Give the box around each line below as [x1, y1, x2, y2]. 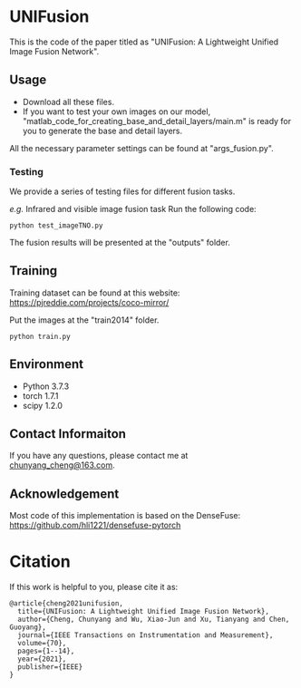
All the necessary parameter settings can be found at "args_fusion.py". [9, 142, 274, 153]
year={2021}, [17, 654, 67, 664]
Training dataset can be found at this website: [9, 287, 180, 298]
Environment [9, 356, 84, 373]
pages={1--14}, [17, 646, 75, 656]
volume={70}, [17, 639, 67, 648]
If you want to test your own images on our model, [22, 106, 211, 117]
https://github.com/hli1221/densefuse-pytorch [9, 519, 181, 531]
